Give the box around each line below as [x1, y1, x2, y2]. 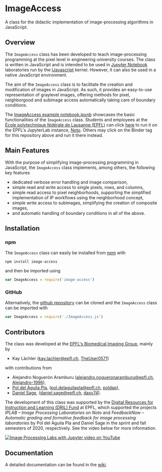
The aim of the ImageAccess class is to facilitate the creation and [5, 81, 133, 87]
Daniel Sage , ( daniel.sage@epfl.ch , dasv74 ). [12, 390, 101, 396]
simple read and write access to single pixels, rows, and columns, [12, 184, 144, 190]
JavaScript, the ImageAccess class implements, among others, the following [5, 164, 155, 170]
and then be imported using [5, 268, 61, 274]
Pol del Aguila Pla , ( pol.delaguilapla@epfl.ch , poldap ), [12, 385, 120, 391]
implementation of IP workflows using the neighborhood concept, [12, 194, 144, 200]
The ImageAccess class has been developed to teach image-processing [5, 51, 147, 57]
